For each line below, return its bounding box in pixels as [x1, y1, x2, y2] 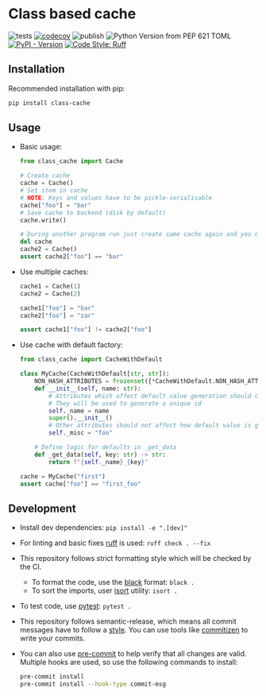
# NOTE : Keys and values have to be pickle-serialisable [19, 194, 213, 202]
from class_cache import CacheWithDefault [19, 355, 163, 364]
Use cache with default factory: [19, 340, 123, 350]
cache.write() [19, 216, 67, 224]
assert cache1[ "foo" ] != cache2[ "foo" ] [19, 326, 152, 334]
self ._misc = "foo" [48, 429, 113, 437]
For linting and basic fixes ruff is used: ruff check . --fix [19, 538, 211, 548]
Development [8, 501, 77, 515]
